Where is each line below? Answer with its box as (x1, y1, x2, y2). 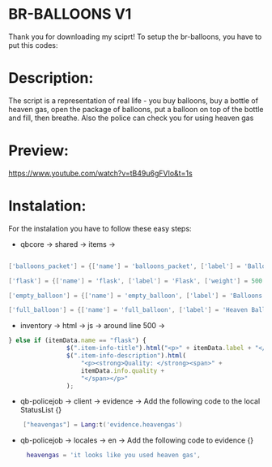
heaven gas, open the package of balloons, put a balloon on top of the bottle (8, 104, 265, 114)
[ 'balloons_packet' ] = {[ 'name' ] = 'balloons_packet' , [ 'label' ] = (8, 262, 241, 270)
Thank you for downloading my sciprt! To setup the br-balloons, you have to (8, 32, 262, 41)
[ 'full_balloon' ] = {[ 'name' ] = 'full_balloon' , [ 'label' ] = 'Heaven (8, 306, 249, 314)
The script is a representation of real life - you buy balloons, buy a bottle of (8, 95, 259, 106)
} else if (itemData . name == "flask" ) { (8, 336, 147, 345)
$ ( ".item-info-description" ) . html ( (66, 352, 186, 360)
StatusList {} (19, 405, 62, 415)
